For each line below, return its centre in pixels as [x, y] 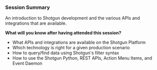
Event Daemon [27, 64]
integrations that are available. [36, 23]
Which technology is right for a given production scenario [71, 48]
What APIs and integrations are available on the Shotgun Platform [79, 42]
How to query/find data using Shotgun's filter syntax [66, 53]
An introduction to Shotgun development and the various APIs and [73, 18]
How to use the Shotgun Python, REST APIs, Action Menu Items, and [82, 58]
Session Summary [28, 7]
